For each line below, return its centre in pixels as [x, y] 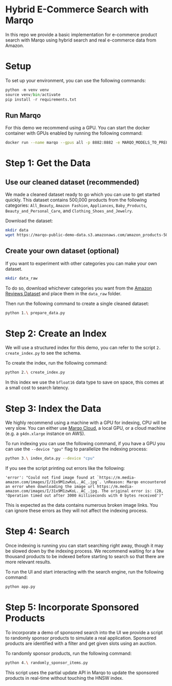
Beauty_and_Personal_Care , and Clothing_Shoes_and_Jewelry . [69, 211]
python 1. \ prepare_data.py [35, 313]
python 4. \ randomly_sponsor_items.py [47, 663]
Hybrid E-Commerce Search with [77, 9]
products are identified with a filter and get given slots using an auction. [81, 643]
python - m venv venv [27, 90]
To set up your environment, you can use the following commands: [76, 80]
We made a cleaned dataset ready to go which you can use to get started [83, 195]
